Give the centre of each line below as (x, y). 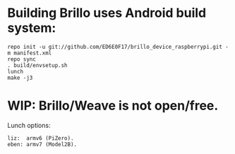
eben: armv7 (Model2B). (42, 144)
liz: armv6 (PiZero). (41, 138)
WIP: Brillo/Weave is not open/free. (113, 106)
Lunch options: (29, 125)
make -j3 (20, 78)
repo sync (22, 59)
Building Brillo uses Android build (107, 13)
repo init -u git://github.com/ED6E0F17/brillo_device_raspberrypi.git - (118, 47)
